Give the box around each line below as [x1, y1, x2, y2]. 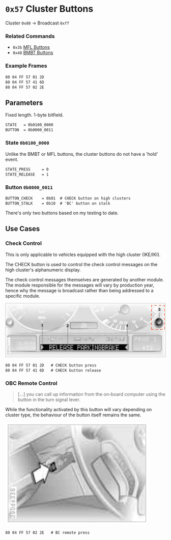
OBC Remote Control [5, 380, 58, 387]
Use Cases [5, 224, 40, 233]
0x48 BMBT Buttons [12, 49, 53, 56]
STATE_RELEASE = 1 [5, 172, 49, 177]
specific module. [5, 293, 41, 299]
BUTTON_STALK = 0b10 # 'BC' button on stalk [5, 201, 110, 206]
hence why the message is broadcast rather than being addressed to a [5, 287, 154, 293]
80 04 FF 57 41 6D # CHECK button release [5, 367, 101, 373]
